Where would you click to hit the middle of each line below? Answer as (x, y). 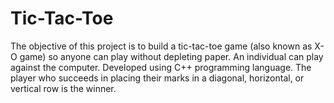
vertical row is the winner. (63, 88)
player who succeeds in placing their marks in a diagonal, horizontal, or (157, 78)
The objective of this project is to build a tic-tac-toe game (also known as (161, 46)
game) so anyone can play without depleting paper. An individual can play (171, 56)
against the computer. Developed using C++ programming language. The (161, 67)
